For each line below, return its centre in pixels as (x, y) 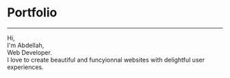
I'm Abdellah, (26, 45)
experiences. (26, 67)
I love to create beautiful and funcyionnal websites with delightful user (106, 60)
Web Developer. (30, 52)
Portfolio (32, 13)
